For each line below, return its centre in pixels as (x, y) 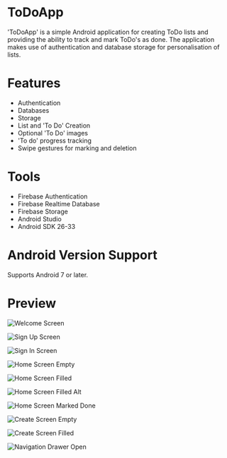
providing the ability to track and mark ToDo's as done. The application (111, 39)
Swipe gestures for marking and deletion (77, 148)
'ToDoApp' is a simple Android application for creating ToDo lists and (108, 32)
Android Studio (39, 219)
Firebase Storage (43, 211)
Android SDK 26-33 (46, 226)
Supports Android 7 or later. (48, 274)
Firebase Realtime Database (59, 203)
